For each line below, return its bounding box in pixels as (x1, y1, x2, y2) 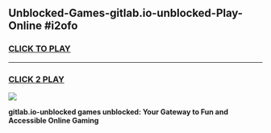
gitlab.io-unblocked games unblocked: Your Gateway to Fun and (8, 106, 228, 116)
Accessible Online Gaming (8, 115, 99, 125)
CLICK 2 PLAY (8, 73, 65, 85)
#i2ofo (44, 19, 78, 33)
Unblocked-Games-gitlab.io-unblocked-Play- (8, 6, 244, 20)
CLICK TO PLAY (8, 44, 71, 55)
